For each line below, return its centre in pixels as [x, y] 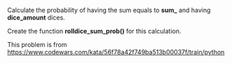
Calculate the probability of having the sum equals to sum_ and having [109, 10]
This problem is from [37, 44]
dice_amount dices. [36, 17]
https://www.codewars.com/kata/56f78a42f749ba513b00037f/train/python [116, 52]
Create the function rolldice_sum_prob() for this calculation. [94, 31]
